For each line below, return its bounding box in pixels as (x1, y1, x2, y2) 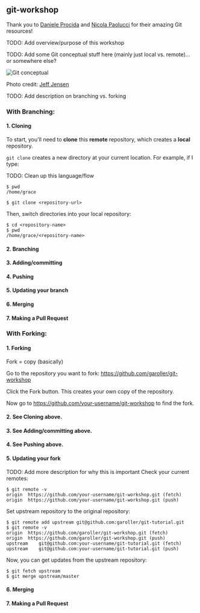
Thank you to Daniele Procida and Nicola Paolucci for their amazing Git (6, 21, 183, 28)
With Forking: (6, 329, 47, 338)
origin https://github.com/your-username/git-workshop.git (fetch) (6, 491, 182, 498)
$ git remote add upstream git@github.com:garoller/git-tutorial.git (6, 519, 185, 525)
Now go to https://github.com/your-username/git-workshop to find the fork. (6, 399, 195, 407)
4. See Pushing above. (6, 441, 64, 448)
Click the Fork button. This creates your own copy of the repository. (6, 388, 175, 395)
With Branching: (6, 107, 55, 115)
